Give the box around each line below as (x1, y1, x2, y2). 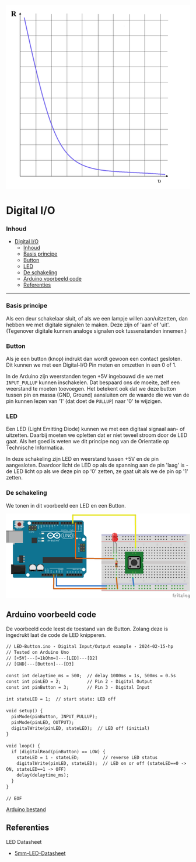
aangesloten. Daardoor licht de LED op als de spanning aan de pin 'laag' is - (6, 461, 188, 469)
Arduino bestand (6, 806, 47, 813)
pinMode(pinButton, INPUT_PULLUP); (11, 713, 98, 719)
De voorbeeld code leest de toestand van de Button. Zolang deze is (6, 625, 168, 632)
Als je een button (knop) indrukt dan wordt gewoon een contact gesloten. (6, 356, 183, 363)
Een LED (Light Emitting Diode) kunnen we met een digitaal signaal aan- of (6, 426, 185, 433)
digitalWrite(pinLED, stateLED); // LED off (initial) (11, 725, 150, 731)
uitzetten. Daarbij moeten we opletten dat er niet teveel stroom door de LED (6, 432, 188, 439)
